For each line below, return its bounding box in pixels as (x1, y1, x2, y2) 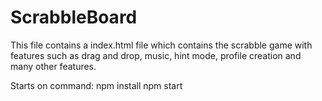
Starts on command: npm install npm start (10, 79, 183, 91)
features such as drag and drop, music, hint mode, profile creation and (10, 49, 302, 61)
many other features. (10, 60, 97, 72)
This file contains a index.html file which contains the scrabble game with (10, 39, 313, 51)
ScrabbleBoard (10, 6, 138, 29)
